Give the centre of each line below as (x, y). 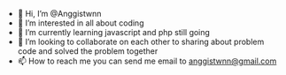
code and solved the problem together (88, 51)
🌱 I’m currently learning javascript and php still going (114, 32)
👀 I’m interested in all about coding (81, 23)
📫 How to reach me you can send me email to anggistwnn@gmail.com (147, 61)
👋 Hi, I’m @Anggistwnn (59, 14)
